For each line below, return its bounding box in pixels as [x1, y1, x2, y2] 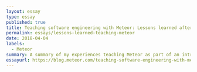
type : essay [6, 14, 35, 20]
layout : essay [6, 8, 41, 15]
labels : [6, 41, 25, 47]
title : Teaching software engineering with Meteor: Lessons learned [6, 24, 177, 31]
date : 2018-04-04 [6, 35, 49, 41]
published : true [6, 19, 46, 25]
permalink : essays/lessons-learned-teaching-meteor [6, 30, 135, 36]
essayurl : [6, 57, 30, 63]
